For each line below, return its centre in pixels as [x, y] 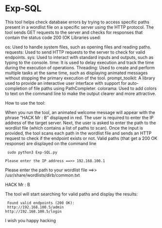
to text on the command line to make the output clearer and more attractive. [81, 94]
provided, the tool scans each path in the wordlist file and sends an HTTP [78, 133]
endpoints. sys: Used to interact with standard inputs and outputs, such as [79, 57]
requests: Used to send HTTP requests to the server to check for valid [75, 52]
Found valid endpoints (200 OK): [41, 203]
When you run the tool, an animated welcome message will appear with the [80, 112]
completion [16, 88]
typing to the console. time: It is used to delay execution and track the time [80, 62]
